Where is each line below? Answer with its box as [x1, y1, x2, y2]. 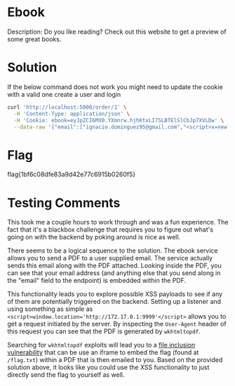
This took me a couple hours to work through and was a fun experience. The [7, 218, 229, 227]
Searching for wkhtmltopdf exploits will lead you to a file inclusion [7, 341, 195, 350]
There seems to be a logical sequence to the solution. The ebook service [7, 246, 218, 255]
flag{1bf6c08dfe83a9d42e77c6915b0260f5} [7, 170, 135, 179]
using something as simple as [7, 305, 93, 313]
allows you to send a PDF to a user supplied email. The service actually [7, 254, 213, 262]
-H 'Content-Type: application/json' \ [13, 110, 130, 117]
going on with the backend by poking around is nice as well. [7, 233, 181, 241]
